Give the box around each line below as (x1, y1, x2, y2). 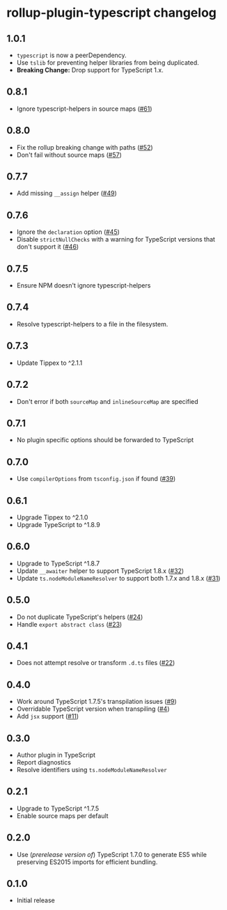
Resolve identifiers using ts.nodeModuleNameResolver (16, 766, 168, 774)
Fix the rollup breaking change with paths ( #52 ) (16, 143, 154, 151)
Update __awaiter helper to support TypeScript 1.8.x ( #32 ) (16, 566, 185, 575)
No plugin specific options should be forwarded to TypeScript (16, 436, 194, 444)
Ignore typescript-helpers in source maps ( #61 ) (16, 104, 152, 113)
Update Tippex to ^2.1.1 (16, 359, 83, 367)
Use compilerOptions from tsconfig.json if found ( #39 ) (16, 475, 176, 483)
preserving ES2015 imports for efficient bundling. (16, 858, 158, 866)
